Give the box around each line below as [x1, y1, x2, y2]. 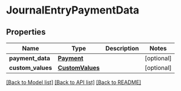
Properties [6, 27, 46, 37]
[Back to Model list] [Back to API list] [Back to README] [6, 79, 141, 86]
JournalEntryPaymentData [6, 4, 140, 17]
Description [105, 45, 139, 52]
